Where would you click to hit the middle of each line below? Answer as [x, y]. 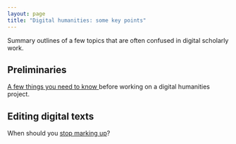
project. [19, 94]
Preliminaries [37, 70]
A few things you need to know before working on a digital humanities [108, 87]
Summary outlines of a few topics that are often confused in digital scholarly [118, 40]
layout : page [26, 14]
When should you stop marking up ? [59, 133]
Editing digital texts [51, 116]
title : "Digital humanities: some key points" [77, 20]
